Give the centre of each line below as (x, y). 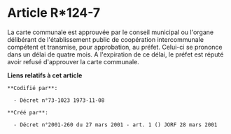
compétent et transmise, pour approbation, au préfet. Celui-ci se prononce (115, 47)
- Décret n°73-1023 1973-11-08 (59, 100)
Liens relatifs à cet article (45, 75)
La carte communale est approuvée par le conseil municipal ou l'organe (111, 32)
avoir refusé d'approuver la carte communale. (73, 61)
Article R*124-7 (54, 13)
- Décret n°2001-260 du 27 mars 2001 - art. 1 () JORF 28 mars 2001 (115, 125)
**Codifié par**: (33, 88)
